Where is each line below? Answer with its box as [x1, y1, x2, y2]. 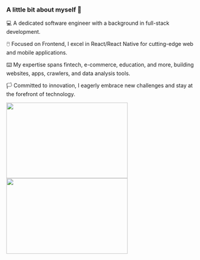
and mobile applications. [6, 49, 68, 56]
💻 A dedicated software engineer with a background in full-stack [6, 19, 170, 27]
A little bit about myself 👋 [6, 5, 82, 14]
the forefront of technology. [6, 91, 76, 98]
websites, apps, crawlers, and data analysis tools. [6, 70, 130, 77]
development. [6, 28, 41, 36]
